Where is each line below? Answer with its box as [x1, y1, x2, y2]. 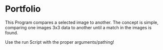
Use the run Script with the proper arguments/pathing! [5, 39, 115, 45]
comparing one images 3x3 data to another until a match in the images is [5, 24, 152, 30]
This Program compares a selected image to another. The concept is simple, [5, 19, 159, 25]
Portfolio [5, 3, 41, 15]
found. [5, 30, 19, 35]
